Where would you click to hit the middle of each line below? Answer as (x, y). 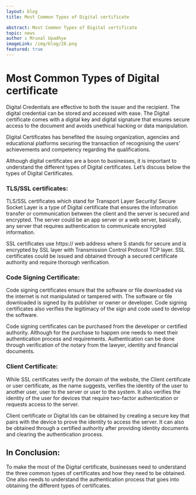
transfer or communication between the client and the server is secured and (98, 214)
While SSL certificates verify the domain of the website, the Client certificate (98, 379)
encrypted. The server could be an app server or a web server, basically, (94, 220)
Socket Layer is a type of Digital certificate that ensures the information (92, 207)
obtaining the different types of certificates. (59, 485)
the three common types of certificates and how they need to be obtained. (96, 473)
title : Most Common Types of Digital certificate (68, 17)
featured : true (25, 49)
